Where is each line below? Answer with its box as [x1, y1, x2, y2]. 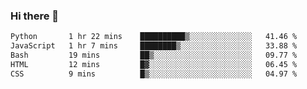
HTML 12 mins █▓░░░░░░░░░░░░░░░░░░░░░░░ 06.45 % [10, 59, 298, 69]
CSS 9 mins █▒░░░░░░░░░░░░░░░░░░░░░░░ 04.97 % [10, 69, 298, 79]
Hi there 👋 [10, 9, 60, 23]
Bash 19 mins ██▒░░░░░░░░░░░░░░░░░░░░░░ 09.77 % [10, 50, 298, 61]
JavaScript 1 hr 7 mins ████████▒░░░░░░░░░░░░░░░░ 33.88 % [10, 41, 298, 51]
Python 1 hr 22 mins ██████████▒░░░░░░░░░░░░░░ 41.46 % [10, 32, 298, 42]
